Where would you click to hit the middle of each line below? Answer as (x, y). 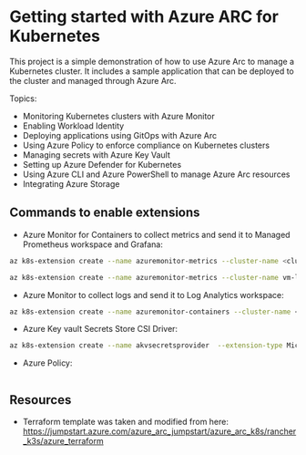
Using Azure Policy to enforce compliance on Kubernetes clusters (146, 145)
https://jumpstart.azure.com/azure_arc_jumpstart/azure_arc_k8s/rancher (159, 431)
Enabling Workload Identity (73, 126)
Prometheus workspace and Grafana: (93, 244)
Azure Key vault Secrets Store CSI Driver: (100, 329)
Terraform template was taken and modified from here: (126, 422)
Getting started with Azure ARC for (144, 17)
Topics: (23, 98)
